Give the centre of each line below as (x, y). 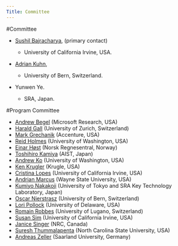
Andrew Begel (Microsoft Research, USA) (66, 122)
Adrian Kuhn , (31, 64)
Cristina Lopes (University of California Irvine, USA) (78, 173)
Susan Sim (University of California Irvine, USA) (74, 217)
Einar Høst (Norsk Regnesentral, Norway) (66, 147)
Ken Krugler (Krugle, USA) (47, 166)
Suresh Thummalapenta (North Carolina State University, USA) (92, 230)
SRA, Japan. (39, 98)
